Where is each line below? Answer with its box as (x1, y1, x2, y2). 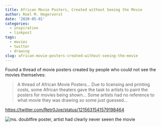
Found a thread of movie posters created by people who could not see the (5, 67, 157, 73)
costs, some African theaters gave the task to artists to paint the (17, 87, 148, 93)
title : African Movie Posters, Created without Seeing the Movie (5, 7, 142, 12)
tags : (5, 35, 16, 40)
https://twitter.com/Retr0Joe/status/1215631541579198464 (5, 107, 124, 113)
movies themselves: (5, 72, 46, 78)
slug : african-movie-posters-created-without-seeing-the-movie (5, 53, 138, 58)
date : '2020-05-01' (5, 16, 45, 21)
